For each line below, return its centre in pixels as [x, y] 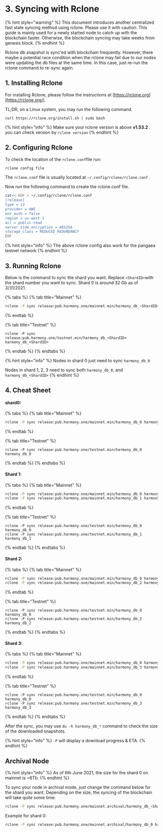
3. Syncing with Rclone [52, 9]
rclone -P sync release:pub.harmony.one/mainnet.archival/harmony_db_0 [79, 824]
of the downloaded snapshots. [35, 731]
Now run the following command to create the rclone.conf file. [67, 187]
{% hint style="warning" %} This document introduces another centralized [80, 22]
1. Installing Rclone [34, 83]
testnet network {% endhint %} [36, 251]
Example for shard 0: [26, 816]
